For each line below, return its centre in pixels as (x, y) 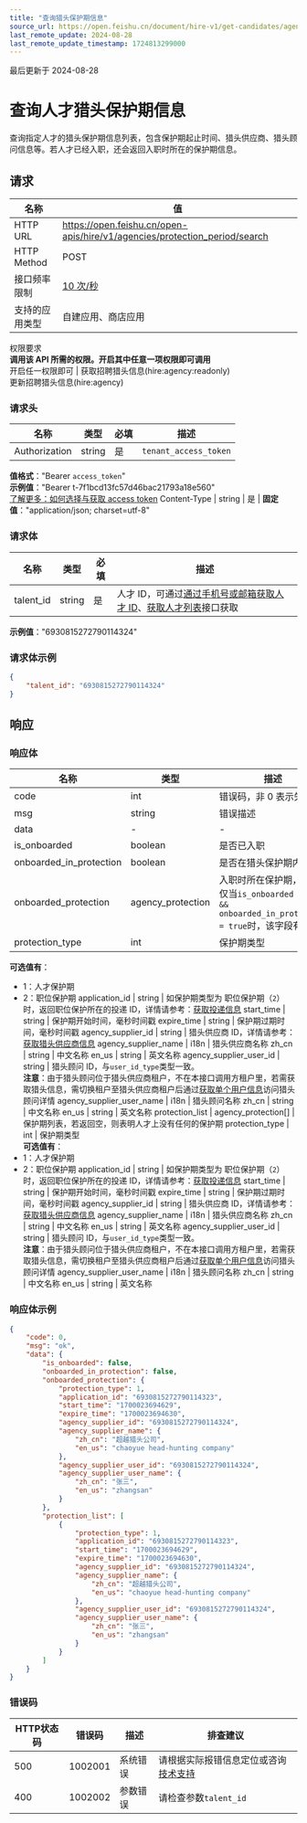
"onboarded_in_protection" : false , (110, 1372)
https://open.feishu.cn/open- (126, 225)
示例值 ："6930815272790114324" (74, 631)
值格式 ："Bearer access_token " (68, 476)
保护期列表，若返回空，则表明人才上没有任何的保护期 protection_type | (156, 1124)
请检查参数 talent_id (202, 1797)
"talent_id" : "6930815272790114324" (96, 685)
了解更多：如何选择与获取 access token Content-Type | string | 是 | (135, 499)
